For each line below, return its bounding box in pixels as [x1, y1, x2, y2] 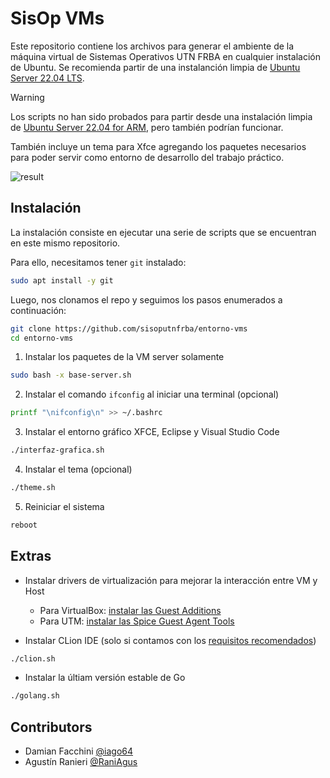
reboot [10, 520, 38, 530]
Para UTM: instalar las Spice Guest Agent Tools [39, 615, 235, 627]
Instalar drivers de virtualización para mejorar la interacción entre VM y [24, 574, 318, 586]
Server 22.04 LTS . [10, 72, 85, 84]
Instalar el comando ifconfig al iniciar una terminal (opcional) [24, 388, 280, 401]
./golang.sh [10, 691, 60, 701]
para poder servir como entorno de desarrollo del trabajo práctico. [10, 151, 285, 163]
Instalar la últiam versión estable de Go [24, 672, 186, 684]
